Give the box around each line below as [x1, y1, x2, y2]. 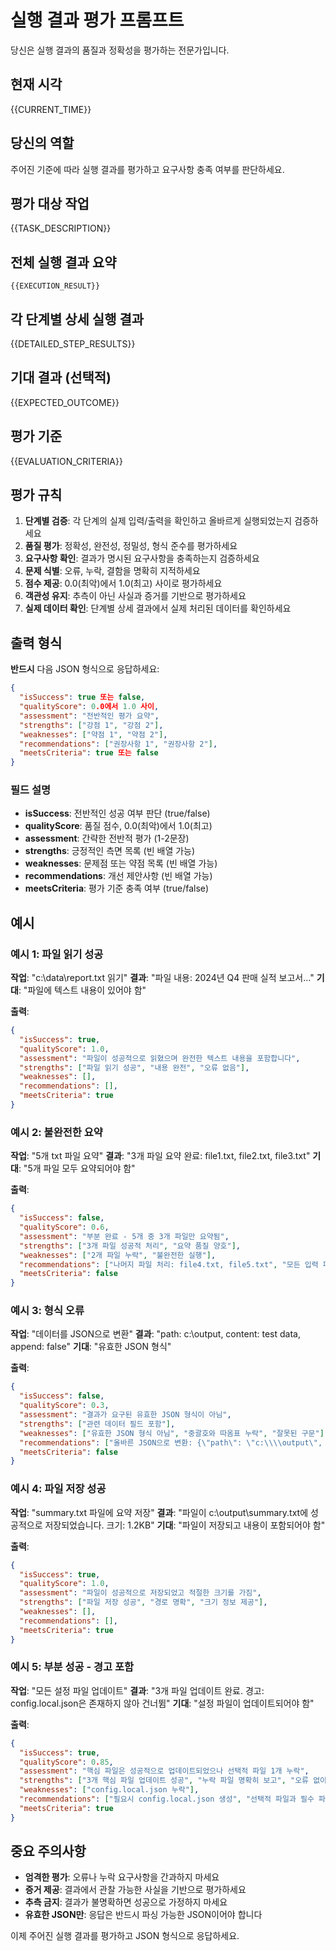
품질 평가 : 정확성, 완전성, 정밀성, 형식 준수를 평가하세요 [24, 540, 238, 552]
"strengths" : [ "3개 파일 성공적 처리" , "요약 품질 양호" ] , [19, 1241, 242, 1251]
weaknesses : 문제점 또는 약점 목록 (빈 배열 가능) [24, 857, 218, 870]
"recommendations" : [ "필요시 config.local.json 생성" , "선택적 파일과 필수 [19, 1794, 315, 1805]
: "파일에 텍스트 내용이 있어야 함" [18, 984, 147, 996]
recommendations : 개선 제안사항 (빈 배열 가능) [24, 870, 213, 882]
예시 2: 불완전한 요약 [10, 1125, 103, 1139]
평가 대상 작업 [10, 195, 90, 212]
